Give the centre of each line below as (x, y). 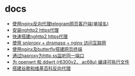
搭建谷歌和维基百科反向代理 (41, 68)
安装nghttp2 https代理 (36, 30)
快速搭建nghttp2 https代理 (40, 36)
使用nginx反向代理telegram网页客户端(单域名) (60, 23)
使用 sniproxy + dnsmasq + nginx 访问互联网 (59, 43)
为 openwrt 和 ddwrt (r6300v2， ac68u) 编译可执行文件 (71, 62)
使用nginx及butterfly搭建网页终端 (47, 49)
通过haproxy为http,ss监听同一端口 (48, 55)
